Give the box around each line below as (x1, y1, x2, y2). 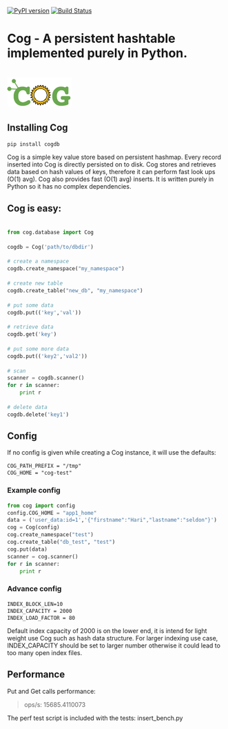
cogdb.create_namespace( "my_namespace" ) (7, 265, 125, 272)
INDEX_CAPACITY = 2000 (7, 607, 72, 614)
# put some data (7, 301, 54, 309)
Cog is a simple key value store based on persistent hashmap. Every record (7, 153, 222, 162)
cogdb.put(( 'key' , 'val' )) (7, 309, 81, 316)
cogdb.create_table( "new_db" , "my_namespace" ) (7, 287, 143, 294)
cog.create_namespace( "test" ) (7, 531, 94, 538)
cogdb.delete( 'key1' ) (7, 411, 70, 418)
